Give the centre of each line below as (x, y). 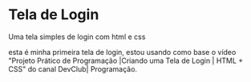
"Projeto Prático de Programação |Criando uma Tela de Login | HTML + (126, 61)
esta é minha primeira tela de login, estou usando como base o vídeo (122, 52)
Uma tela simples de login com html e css (77, 37)
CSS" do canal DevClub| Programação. (73, 68)
